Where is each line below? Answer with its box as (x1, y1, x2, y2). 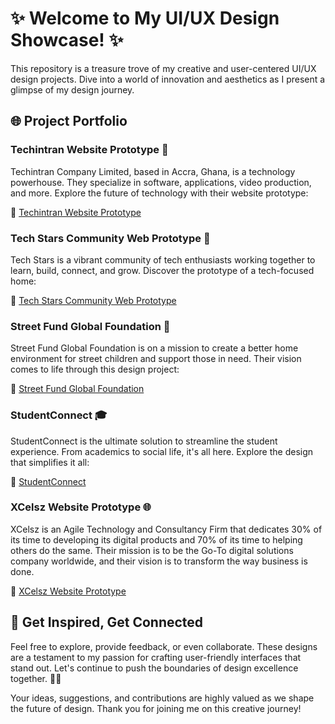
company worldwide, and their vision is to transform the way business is (10, 555, 308, 567)
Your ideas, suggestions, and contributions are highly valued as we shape (10, 692, 315, 704)
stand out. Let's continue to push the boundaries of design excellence (10, 662, 299, 674)
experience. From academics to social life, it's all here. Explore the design (10, 445, 314, 457)
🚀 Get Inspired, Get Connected (10, 614, 204, 631)
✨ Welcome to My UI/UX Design (10, 7, 280, 30)
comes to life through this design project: (10, 363, 180, 376)
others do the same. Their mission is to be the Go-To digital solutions (10, 544, 294, 556)
